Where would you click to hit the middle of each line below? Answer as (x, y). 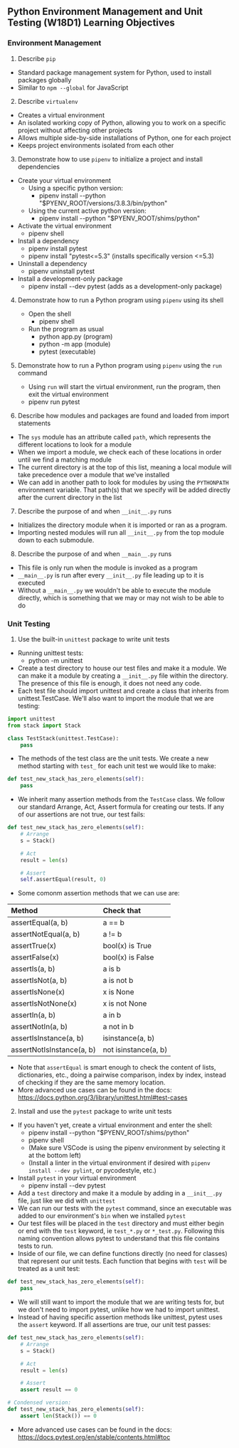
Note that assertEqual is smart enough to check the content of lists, (117, 1068)
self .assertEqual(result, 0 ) (63, 880)
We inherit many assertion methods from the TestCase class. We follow (121, 799)
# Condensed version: (39, 1403)
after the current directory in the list (70, 497)
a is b (112, 969)
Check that (122, 911)
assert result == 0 (49, 1390)
